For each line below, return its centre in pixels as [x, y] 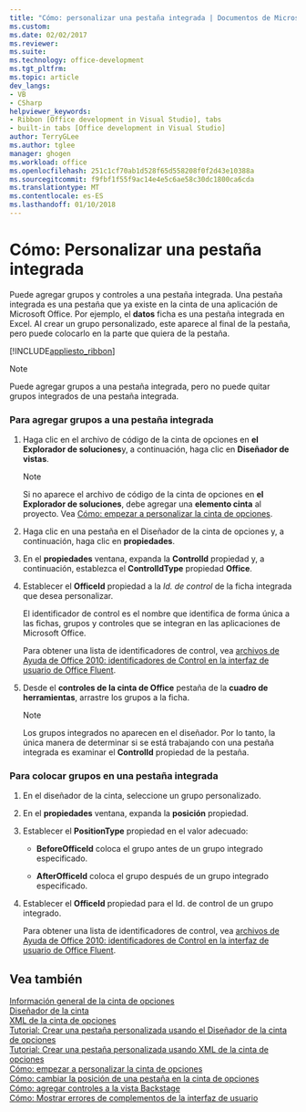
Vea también [46, 979]
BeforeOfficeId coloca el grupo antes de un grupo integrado [150, 849]
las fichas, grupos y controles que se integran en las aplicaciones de [151, 624]
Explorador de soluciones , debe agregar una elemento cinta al [142, 504]
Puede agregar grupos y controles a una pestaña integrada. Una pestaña [146, 294]
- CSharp [26, 103]
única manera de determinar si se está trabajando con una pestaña [148, 743]
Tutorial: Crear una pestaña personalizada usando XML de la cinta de [139, 1050]
